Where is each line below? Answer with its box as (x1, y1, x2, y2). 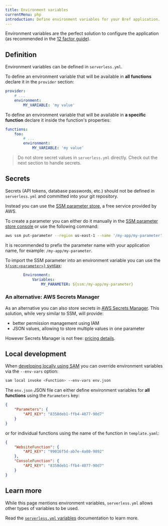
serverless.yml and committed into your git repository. (5, 193, 118, 199)
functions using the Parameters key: (5, 393, 80, 399)
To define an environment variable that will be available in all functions (5, 73, 152, 79)
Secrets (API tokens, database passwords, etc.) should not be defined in (5, 188, 155, 194)
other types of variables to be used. (5, 505, 79, 511)
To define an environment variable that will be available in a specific (5, 112, 146, 118)
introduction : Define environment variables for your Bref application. (5, 17, 160, 22)
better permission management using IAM (12, 320, 99, 326)
